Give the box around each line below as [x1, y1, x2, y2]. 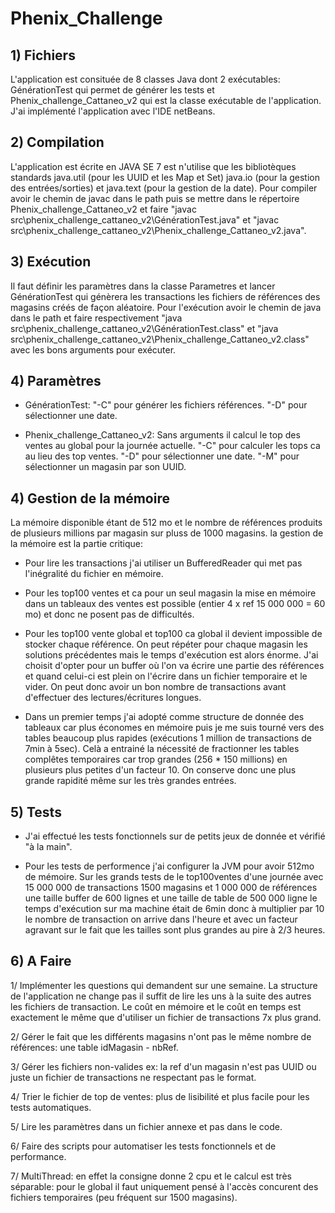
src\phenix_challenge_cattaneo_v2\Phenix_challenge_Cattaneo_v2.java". [10, 224, 307, 236]
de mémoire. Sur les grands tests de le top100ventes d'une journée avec [24, 871, 324, 883]
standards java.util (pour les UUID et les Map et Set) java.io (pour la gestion [10, 171, 320, 183]
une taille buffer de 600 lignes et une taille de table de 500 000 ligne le [24, 892, 318, 904]
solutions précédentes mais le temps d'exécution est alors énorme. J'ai [24, 649, 319, 661]
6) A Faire [10, 953, 72, 970]
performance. [10, 1150, 67, 1162]
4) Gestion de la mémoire [10, 490, 170, 507]
